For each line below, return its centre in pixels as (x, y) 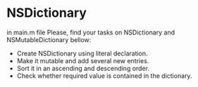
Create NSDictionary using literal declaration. (82, 53)
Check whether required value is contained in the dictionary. (104, 76)
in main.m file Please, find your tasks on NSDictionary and (91, 32)
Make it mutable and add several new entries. (83, 60)
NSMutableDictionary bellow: (49, 39)
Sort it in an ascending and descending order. (83, 68)
